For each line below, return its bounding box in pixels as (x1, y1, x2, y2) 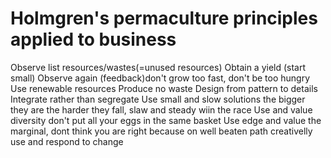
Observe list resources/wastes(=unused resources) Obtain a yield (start (10, 61, 307, 73)
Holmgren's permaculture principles (10, 7, 318, 30)
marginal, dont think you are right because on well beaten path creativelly (10, 125, 313, 137)
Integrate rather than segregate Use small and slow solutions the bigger (10, 93, 306, 105)
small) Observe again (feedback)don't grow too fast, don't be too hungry (10, 72, 311, 84)
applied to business (10, 28, 177, 51)
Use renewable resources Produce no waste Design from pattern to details (10, 82, 318, 94)
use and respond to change (10, 135, 124, 147)
